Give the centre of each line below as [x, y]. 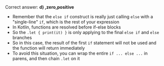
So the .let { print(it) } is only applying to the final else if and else [86, 32]
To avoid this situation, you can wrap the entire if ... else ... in [80, 53]
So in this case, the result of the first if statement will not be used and [84, 43]
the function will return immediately [49, 48]
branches [22, 37]
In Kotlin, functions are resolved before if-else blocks [67, 27]
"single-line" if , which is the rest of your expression [66, 22]
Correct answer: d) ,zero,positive [40, 7]
